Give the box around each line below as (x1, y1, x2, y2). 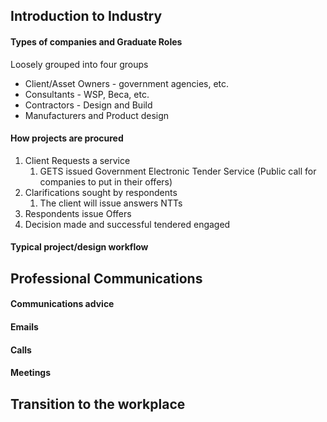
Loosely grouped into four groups (10, 58, 149, 70)
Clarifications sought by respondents (24, 186, 178, 198)
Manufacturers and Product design (24, 109, 170, 121)
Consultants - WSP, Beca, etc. (24, 88, 150, 100)
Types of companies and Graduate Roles (10, 35, 183, 48)
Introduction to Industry (10, 8, 163, 25)
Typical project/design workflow (10, 241, 149, 253)
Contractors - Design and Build (24, 99, 153, 111)
